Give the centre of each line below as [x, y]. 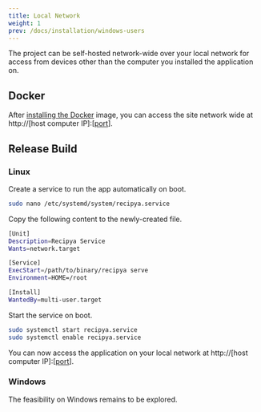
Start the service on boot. [50, 315]
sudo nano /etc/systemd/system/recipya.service [89, 204]
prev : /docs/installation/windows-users [77, 30]
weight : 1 [25, 23]
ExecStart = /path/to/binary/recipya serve [78, 271]
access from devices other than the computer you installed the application [131, 62]
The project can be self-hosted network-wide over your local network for [129, 54]
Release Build [43, 149]
